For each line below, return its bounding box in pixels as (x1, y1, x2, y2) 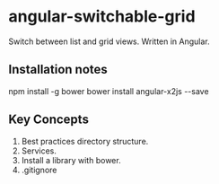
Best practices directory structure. (21, 136, 149, 146)
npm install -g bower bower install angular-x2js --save (8, 85, 209, 96)
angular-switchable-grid (8, 6, 196, 27)
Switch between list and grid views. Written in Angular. (8, 36, 210, 47)
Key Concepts (8, 112, 89, 127)
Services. (21, 145, 57, 156)
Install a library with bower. (21, 154, 122, 165)
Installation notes (8, 62, 109, 77)
